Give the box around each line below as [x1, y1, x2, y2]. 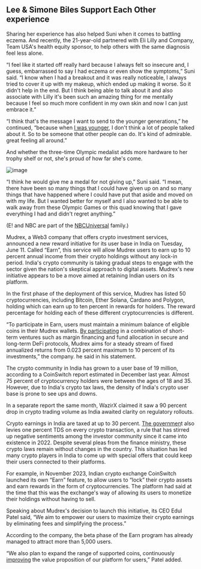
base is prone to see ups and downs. [6, 390, 98, 397]
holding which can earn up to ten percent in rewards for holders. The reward [6, 302, 196, 309]
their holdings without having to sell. [6, 495, 96, 502]
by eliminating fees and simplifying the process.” [6, 520, 127, 527]
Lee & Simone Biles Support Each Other [6, 5, 156, 15]
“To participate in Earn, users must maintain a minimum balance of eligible [6, 320, 190, 328]
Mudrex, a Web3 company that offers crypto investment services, [6, 233, 169, 240]
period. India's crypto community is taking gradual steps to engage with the [6, 259, 193, 266]
